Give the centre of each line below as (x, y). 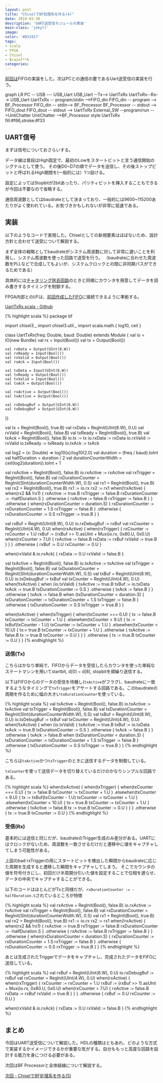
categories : (17, 64)
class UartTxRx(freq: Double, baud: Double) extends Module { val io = (75, 335)
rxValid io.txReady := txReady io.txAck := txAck (52, 443)
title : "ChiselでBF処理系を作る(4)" (40, 14)
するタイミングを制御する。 (45, 286)
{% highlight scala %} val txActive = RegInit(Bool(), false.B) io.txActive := (78, 704)
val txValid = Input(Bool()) (35, 379)
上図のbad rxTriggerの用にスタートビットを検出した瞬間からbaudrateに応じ (81, 861)
